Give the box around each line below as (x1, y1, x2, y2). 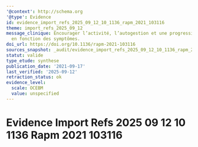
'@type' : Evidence (6, 14, 51, 20)
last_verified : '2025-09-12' (6, 69, 78, 75)
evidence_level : (6, 80, 46, 86)
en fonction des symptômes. (11, 36, 81, 42)
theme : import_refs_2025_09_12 (6, 25, 83, 31)
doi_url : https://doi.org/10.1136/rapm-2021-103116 (6, 42, 136, 48)
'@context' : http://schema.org (6, 8, 83, 15)
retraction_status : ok (6, 74, 62, 80)
